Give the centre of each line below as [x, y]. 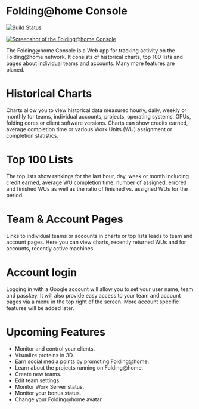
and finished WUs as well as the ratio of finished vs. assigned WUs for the [97, 188]
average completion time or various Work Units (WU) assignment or [89, 129]
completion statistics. [32, 135]
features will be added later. [40, 308]
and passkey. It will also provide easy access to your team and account [94, 295]
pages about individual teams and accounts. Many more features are [91, 63]
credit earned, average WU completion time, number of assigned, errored [97, 182]
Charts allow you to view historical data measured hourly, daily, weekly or [96, 110]
